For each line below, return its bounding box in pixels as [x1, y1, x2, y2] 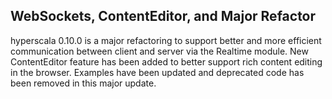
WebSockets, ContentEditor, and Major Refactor [10, 8, 317, 25]
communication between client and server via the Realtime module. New [10, 45, 309, 57]
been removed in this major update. [10, 77, 157, 89]
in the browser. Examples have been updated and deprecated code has [10, 66, 305, 78]
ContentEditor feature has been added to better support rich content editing [10, 55, 323, 68]
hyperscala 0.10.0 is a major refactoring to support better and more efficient [10, 34, 322, 46]
